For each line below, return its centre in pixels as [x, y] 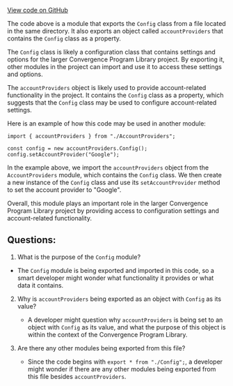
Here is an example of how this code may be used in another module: [107, 124]
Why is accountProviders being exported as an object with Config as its [119, 299]
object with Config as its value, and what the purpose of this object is [127, 327]
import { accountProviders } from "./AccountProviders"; [91, 136]
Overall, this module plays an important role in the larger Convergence [108, 203]
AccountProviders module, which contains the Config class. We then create [115, 175]
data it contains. [40, 285]
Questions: [32, 240]
